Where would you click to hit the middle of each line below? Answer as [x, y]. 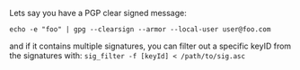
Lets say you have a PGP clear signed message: [98, 13]
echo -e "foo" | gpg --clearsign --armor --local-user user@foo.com [140, 30]
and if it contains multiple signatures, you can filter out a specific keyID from [150, 46]
